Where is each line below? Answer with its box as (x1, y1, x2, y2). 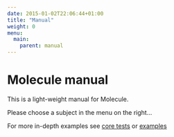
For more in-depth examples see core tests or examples (7, 122, 168, 130)
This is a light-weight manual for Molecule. (7, 95, 129, 103)
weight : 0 (7, 23, 36, 30)
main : (13, 36, 30, 43)
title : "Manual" (7, 17, 54, 24)
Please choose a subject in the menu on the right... (7, 108, 153, 116)
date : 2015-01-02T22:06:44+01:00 (7, 10, 104, 17)
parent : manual (19, 42, 64, 49)
